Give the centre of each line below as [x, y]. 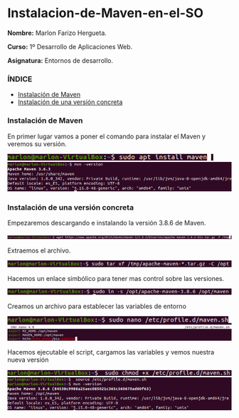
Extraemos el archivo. [39, 250]
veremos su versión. [37, 143]
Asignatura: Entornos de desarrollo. [60, 60]
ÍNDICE [20, 78]
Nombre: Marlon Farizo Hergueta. [57, 33]
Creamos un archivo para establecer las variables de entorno [97, 306]
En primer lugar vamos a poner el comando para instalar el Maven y [107, 136]
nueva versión [28, 360]
